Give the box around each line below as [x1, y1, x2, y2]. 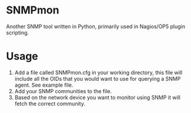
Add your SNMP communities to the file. [14, 87, 112, 94]
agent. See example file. [14, 81, 73, 88]
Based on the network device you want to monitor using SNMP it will [14, 94, 181, 101]
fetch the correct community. [14, 100, 85, 107]
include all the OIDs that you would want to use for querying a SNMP [14, 75, 181, 82]
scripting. [6, 29, 29, 36]
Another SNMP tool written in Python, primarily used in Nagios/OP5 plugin [6, 23, 186, 30]
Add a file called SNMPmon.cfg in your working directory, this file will [14, 69, 183, 76]
